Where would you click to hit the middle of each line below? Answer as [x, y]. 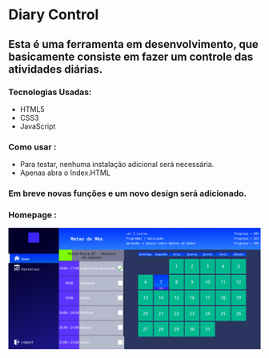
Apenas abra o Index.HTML [65, 173]
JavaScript [38, 126]
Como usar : [32, 147]
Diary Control [54, 15]
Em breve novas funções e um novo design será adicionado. [127, 193]
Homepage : [33, 215]
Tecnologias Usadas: [50, 92]
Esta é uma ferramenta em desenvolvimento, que [133, 44]
